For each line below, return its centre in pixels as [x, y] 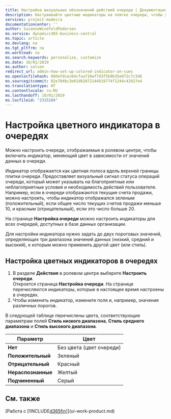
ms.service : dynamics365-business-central [51, 34]
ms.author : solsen [25, 67]
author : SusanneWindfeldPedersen [41, 29]
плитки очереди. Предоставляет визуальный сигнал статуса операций [82, 176]
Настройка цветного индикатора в [83, 125]
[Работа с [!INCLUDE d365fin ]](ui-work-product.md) [60, 411]
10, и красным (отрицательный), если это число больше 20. [70, 209]
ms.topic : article [25, 39]
